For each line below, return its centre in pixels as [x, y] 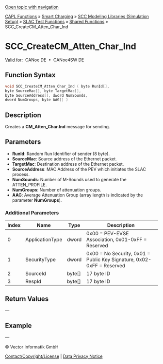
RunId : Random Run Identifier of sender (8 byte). [61, 154]
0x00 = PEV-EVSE [107, 234]
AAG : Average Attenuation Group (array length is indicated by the [77, 195]
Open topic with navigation [32, 7]
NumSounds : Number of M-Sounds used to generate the [69, 179]
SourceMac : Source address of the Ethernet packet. [65, 159]
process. [21, 174]
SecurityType [41, 260]
